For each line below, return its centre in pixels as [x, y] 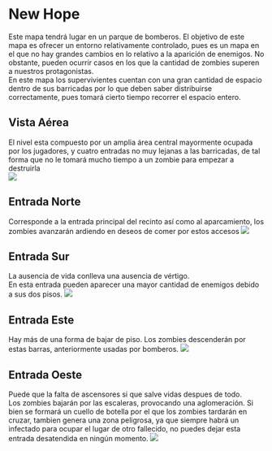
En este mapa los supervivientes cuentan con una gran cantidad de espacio [135, 80]
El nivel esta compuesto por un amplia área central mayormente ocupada [131, 142]
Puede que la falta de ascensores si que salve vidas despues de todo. [125, 394]
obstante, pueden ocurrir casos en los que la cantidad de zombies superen [134, 63]
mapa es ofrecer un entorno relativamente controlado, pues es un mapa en [134, 45]
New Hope [44, 14]
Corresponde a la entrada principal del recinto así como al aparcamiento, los [136, 221]
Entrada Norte [45, 202]
